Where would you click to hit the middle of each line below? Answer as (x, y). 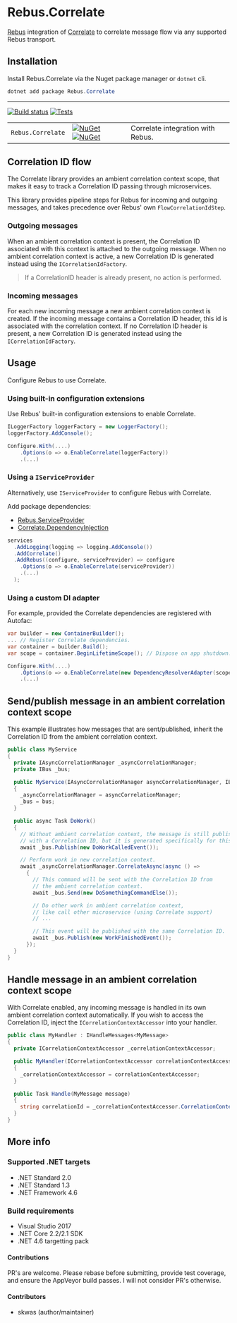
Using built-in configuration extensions (76, 398)
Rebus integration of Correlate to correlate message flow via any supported (117, 32)
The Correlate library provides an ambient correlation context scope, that (114, 179)
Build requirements (41, 1211)
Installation (32, 62)
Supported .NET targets (49, 1162)
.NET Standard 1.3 (44, 1185)
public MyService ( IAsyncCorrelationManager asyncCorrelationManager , (118, 782)
